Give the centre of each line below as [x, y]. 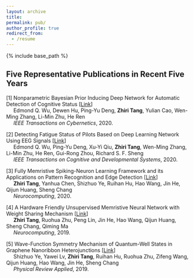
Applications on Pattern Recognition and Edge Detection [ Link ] [82, 177]
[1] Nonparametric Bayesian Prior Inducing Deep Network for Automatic [93, 97]
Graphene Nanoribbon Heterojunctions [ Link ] [61, 250]
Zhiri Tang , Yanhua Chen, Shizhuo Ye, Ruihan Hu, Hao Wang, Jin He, [97, 183]
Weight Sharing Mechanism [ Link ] [47, 214]
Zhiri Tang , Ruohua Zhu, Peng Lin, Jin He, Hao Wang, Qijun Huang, [95, 220]
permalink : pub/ [26, 22]
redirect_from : [25, 34]
